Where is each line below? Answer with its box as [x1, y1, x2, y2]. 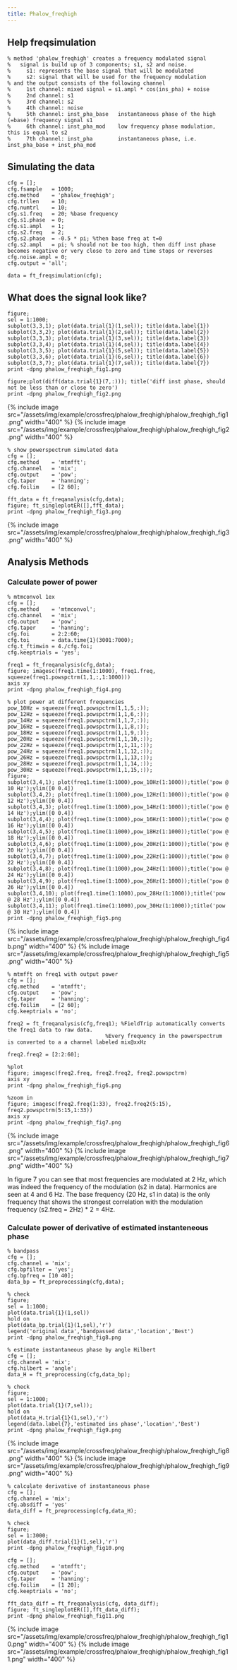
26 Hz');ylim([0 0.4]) [7, 883, 74, 890]
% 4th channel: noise [7, 105, 83, 112]
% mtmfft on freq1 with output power [7, 970, 119, 978]
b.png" [7, 942, 28, 950]
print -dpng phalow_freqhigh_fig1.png [7, 366, 121, 373]
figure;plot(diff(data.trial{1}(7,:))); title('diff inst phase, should [7, 378, 226, 386]
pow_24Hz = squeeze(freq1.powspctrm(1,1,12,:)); [7, 748, 153, 755]
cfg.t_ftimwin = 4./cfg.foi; [7, 643, 93, 650]
